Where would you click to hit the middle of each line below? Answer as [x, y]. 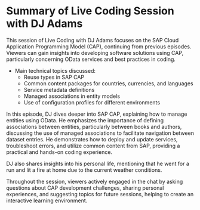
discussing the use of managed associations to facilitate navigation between [100, 133]
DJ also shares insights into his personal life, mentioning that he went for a [98, 163]
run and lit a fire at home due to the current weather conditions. [84, 170]
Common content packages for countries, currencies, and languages [108, 83]
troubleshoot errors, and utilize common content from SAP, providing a [93, 146]
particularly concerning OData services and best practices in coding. [91, 59]
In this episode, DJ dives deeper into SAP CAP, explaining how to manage [97, 114]
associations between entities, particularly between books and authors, [94, 126]
